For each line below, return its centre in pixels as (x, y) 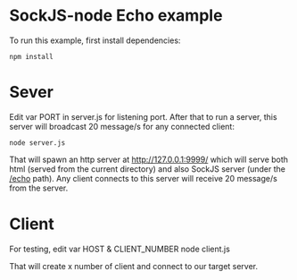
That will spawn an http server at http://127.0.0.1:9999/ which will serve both (148, 159)
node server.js (37, 143)
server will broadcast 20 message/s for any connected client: (122, 126)
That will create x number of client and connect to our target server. (134, 266)
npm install (31, 56)
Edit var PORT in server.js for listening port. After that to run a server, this (144, 116)
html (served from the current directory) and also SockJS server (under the (148, 169)
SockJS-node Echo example (116, 16)
